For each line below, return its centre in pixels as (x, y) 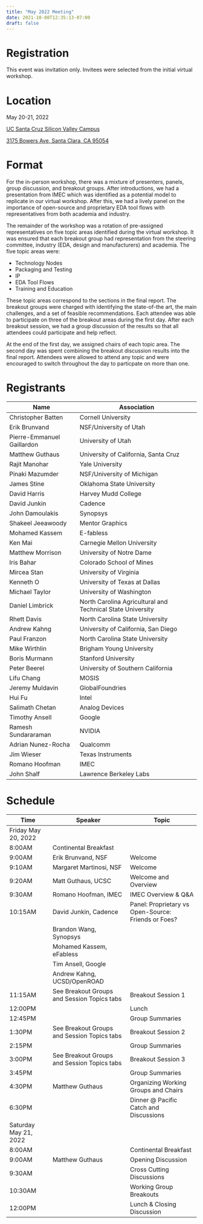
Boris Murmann (31, 658)
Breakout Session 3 (157, 1060)
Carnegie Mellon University (118, 543)
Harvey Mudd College (111, 494)
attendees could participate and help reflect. (62, 332)
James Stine (27, 484)
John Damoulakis (34, 513)
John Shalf (25, 774)
